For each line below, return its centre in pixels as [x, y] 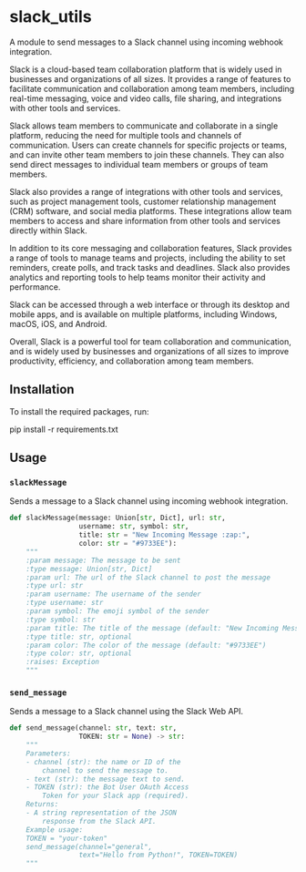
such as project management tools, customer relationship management [143, 201]
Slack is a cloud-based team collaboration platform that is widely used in [146, 69]
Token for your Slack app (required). [116, 796]
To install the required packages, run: [79, 411]
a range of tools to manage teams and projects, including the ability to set [148, 258]
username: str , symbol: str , [134, 527]
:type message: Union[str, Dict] [89, 569]
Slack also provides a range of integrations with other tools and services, [146, 191]
